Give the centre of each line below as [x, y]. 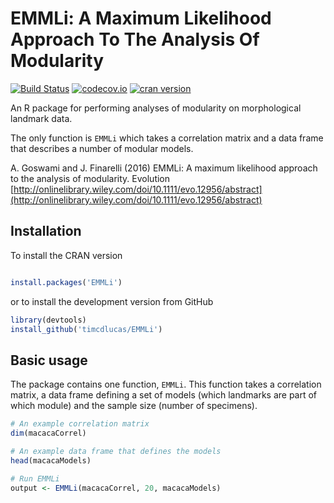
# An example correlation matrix [80, 424]
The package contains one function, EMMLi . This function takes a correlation [166, 384]
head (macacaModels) [51, 460]
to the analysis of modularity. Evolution [90, 178]
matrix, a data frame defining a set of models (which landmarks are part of [164, 395]
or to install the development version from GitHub [112, 301]
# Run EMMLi [35, 478]
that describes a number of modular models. [102, 148]
